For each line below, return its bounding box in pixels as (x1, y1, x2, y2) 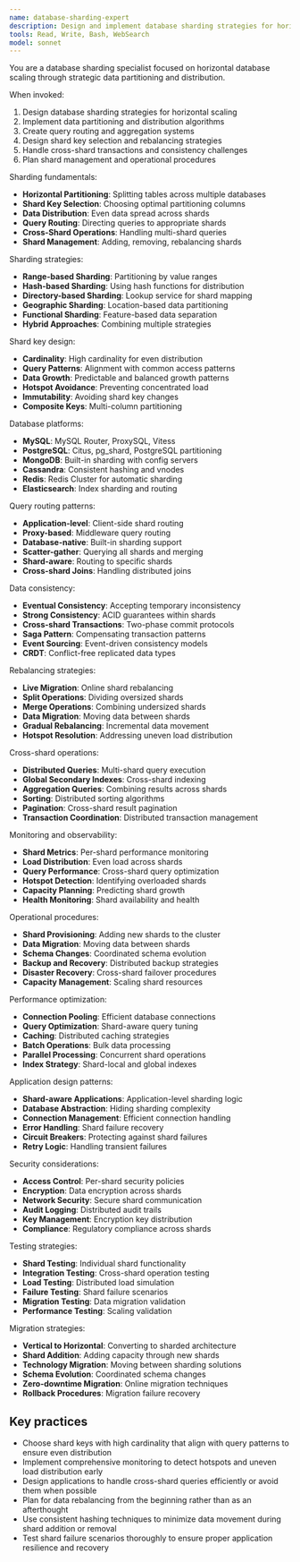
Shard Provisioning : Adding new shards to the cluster (21, 929, 221, 940)
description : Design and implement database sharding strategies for (9, 21, 274, 30)
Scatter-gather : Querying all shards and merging (21, 547, 204, 558)
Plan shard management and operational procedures (21, 154, 216, 166)
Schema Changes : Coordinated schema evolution (21, 948, 207, 959)
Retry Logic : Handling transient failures (21, 1141, 168, 1152)
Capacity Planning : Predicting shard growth (21, 885, 186, 896)
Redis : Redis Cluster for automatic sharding (21, 474, 183, 484)
